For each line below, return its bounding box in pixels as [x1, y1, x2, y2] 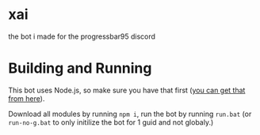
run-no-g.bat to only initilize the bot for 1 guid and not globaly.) [8, 117, 214, 127]
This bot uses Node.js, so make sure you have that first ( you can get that [8, 85, 246, 95]
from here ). [8, 93, 45, 103]
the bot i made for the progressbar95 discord [8, 32, 156, 41]
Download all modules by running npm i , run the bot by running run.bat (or [8, 109, 252, 118]
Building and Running [8, 59, 152, 77]
